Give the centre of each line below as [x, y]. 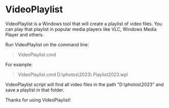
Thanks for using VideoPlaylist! [38, 100]
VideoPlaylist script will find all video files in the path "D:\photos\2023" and [84, 84]
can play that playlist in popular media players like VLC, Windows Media [81, 29]
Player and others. [25, 34]
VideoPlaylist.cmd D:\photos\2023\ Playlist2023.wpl [73, 74]
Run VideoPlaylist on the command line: [47, 44]
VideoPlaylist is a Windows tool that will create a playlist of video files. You [84, 24]
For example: [19, 64]
